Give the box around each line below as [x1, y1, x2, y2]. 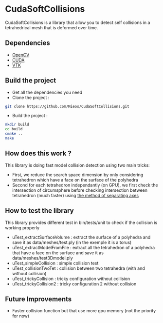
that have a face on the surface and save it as [12, 250, 104, 256]
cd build [5, 127, 23, 132]
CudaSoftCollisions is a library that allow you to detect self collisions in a [5, 20, 150, 25]
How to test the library [5, 206, 74, 215]
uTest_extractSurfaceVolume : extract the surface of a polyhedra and [12, 234, 151, 240]
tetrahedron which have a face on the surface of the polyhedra [12, 177, 139, 182]
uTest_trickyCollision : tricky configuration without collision [12, 276, 130, 282]
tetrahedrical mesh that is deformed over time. [5, 24, 98, 30]
